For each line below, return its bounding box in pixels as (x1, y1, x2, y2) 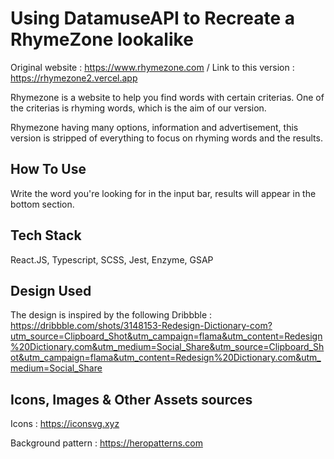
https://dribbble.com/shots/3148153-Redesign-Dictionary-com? (10, 320, 273, 332)
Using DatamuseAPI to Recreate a (10, 7, 296, 30)
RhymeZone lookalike (10, 28, 194, 51)
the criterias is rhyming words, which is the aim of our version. (10, 102, 267, 114)
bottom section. (10, 198, 75, 210)
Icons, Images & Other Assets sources (10, 391, 253, 408)
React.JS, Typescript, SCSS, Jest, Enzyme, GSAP (10, 253, 214, 266)
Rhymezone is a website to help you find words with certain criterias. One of (10, 91, 325, 103)
